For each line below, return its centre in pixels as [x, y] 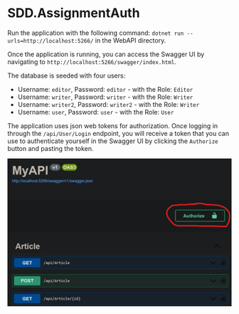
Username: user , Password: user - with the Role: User [96, 112]
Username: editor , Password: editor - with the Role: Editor [105, 89]
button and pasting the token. [51, 148]
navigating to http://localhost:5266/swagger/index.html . [92, 61]
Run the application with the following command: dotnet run [96, 33]
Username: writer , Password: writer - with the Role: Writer [105, 97]
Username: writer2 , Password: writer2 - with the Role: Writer [108, 104]
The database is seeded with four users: [67, 75]
